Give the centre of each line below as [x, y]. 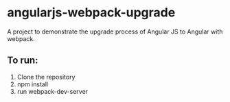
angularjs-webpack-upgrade [91, 13]
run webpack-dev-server [52, 91]
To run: [23, 61]
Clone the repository [46, 77]
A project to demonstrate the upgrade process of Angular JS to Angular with [115, 31]
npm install [33, 84]
